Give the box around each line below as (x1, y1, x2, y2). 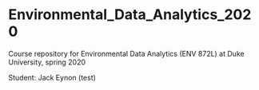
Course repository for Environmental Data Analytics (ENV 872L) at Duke (8, 49, 245, 58)
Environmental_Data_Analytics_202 (8, 6, 252, 24)
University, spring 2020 (8, 57, 86, 67)
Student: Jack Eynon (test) (8, 72, 96, 82)
